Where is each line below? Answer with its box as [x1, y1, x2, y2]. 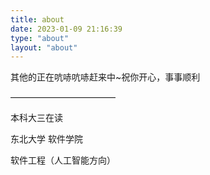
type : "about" [10, 33, 70, 43]
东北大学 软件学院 [10, 133, 83, 145]
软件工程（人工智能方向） [10, 154, 116, 166]
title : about [10, 14, 65, 25]
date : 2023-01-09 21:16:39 [10, 24, 123, 34]
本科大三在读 [10, 112, 63, 124]
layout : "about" [10, 42, 78, 53]
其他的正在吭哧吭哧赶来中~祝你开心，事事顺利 [10, 71, 201, 83]
